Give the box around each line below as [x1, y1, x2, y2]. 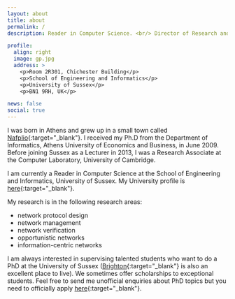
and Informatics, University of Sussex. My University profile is [7, 177, 185, 185]
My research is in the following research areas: [7, 198, 143, 206]
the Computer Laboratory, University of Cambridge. [7, 156, 156, 164]
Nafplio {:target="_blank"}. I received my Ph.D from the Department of [7, 133, 208, 142]
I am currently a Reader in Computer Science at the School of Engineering [7, 169, 220, 177]
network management [17, 219, 82, 227]
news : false [7, 101, 42, 108]
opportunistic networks [17, 233, 85, 242]
